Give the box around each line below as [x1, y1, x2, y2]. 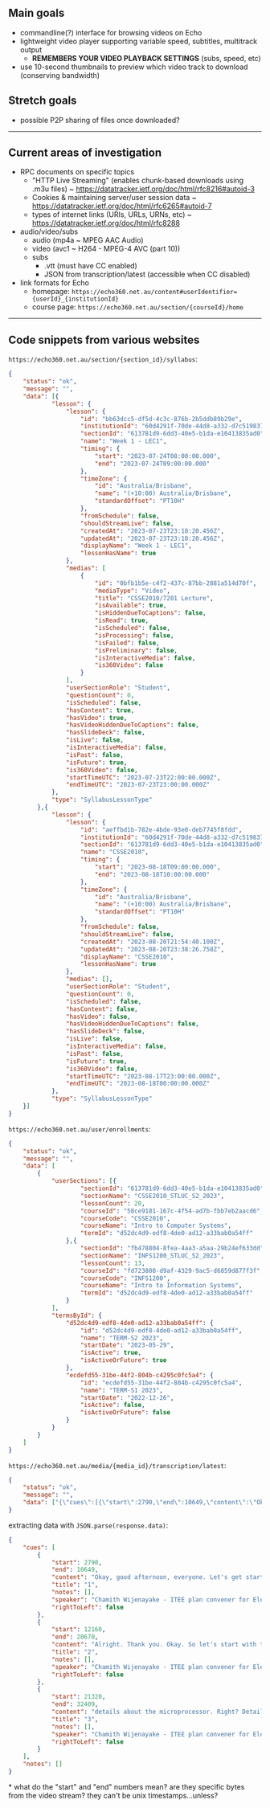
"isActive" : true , [80, 1349, 142, 1357]
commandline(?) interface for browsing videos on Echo [19, 27, 202, 37]
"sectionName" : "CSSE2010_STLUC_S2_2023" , [80, 1192, 225, 1200]
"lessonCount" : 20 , [80, 1199, 146, 1208]
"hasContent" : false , [65, 1004, 138, 1013]
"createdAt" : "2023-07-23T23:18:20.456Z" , [80, 526, 225, 535]
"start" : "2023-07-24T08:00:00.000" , [94, 452, 221, 460]
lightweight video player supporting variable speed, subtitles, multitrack [19, 36, 258, 46]
